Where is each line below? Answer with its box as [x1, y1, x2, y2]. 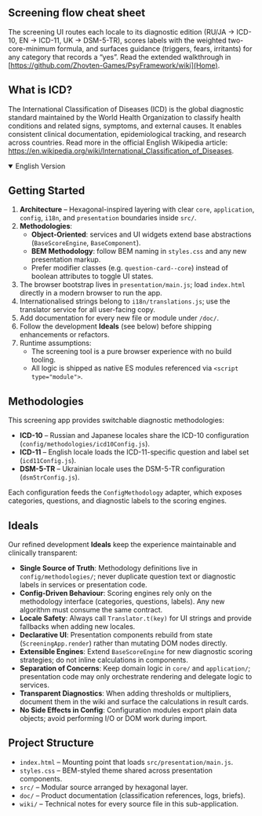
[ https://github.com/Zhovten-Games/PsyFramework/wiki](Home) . [8, 61, 220, 70]
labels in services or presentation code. [19, 580, 147, 590]
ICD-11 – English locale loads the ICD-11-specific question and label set [19, 447, 249, 457]
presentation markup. [31, 255, 101, 264]
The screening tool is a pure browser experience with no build [31, 347, 232, 356]
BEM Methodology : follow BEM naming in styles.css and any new [31, 247, 247, 256]
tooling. [31, 355, 56, 365]
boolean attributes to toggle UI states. [31, 271, 154, 281]
